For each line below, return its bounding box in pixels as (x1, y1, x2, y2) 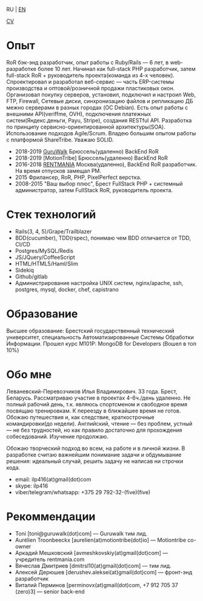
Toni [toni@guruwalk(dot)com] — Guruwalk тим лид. (15, 529, 148, 537)
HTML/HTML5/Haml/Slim (15, 260, 79, 267)
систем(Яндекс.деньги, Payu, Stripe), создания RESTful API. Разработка (6, 116, 192, 124)
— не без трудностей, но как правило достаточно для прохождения (6, 426, 182, 434)
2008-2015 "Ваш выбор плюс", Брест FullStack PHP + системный (15, 180, 183, 187)
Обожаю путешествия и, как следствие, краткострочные (6, 413, 155, 421)
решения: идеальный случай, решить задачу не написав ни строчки (6, 457, 184, 465)
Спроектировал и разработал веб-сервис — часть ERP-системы (6, 78, 175, 85)
